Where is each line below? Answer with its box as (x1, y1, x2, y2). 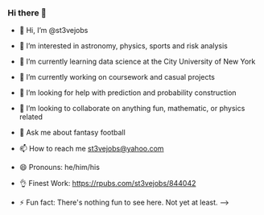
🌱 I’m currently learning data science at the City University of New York (19, 56, 256, 67)
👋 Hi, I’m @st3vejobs (19, 26, 89, 35)
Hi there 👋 (7, 7, 47, 19)
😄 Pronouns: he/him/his (19, 163, 100, 172)
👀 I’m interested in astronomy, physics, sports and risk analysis (19, 41, 229, 51)
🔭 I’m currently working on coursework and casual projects (19, 72, 215, 82)
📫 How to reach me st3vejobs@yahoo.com (19, 144, 164, 154)
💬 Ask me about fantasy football (19, 128, 126, 138)
